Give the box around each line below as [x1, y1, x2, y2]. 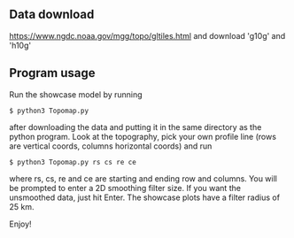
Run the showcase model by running [9, 88, 143, 100]
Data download [9, 7, 95, 22]
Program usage [9, 65, 96, 81]
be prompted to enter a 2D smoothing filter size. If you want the [9, 182, 242, 193]
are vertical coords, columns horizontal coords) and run [9, 141, 213, 151]
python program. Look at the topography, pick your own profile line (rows [9, 131, 277, 142]
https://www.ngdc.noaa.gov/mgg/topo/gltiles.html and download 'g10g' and [9, 30, 286, 41]
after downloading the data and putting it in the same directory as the [9, 121, 262, 132]
